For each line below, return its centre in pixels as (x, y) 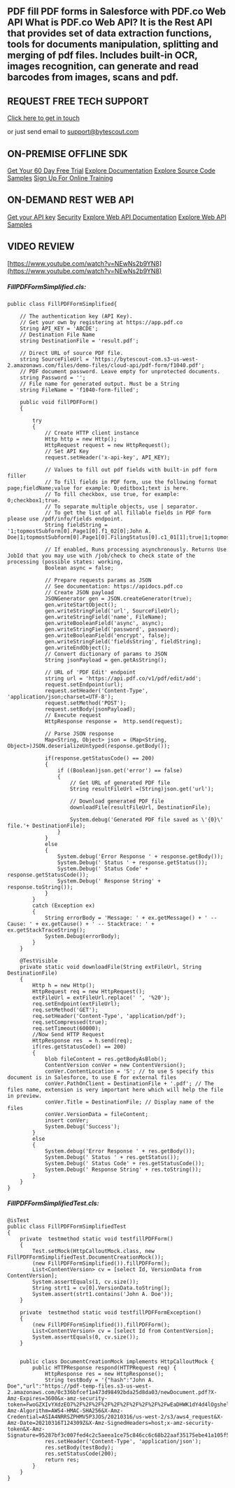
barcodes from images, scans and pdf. (93, 78)
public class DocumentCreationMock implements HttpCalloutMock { (117, 1361)
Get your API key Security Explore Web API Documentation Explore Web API (117, 217)
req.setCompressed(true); (70, 1022)
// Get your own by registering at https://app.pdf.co (101, 322)
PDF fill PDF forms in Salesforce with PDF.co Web (116, 12)
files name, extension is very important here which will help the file (115, 1090)
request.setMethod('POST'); (86, 703)
